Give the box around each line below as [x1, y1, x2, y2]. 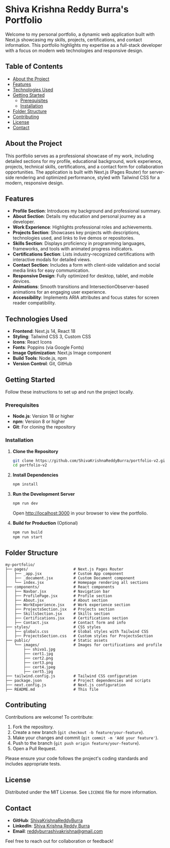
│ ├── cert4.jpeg [5, 664, 56, 670]
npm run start [12, 534, 43, 540]
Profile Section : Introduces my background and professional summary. [12, 208, 161, 214]
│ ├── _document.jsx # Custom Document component [5, 575, 135, 581]
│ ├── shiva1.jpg [5, 646, 56, 652]
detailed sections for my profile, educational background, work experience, [5, 158, 162, 164]
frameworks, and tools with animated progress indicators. [12, 246, 133, 252]
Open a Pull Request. [12, 746, 57, 752]
